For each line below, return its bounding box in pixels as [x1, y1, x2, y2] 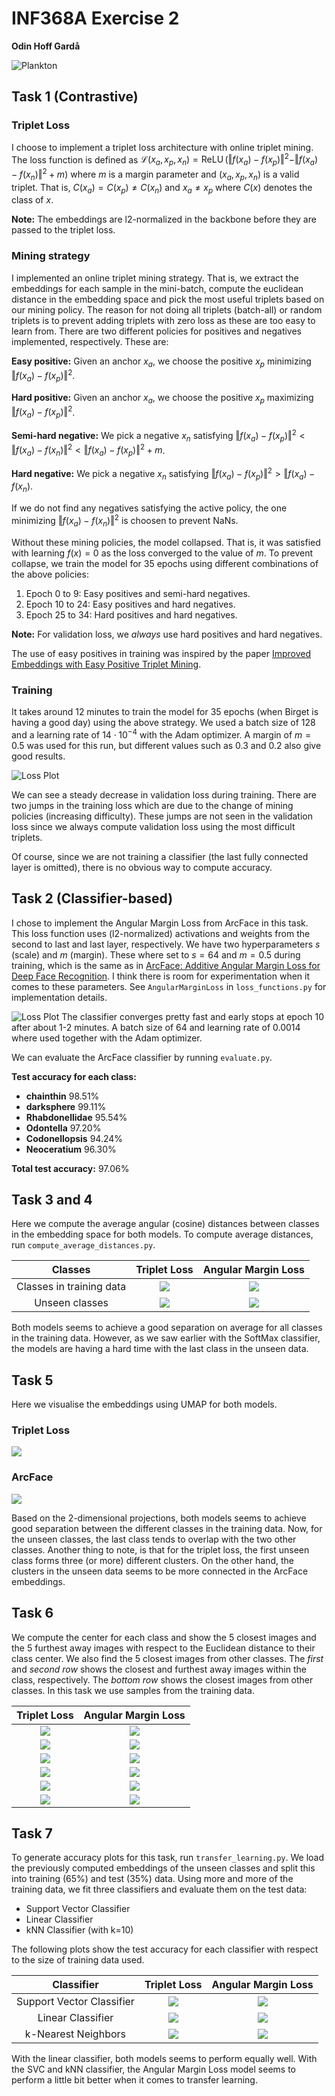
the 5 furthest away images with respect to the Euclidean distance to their [11, 1642, 316, 1654]
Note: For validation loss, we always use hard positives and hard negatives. [11, 628, 323, 640]
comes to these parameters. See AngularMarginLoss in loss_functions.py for [11, 980, 327, 992]
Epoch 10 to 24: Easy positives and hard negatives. [25, 598, 236, 610]
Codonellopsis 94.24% [25, 1132, 124, 1144]
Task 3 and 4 [11, 1191, 93, 1208]
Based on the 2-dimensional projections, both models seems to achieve [11, 1512, 307, 1524]
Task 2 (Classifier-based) [11, 890, 174, 907]
